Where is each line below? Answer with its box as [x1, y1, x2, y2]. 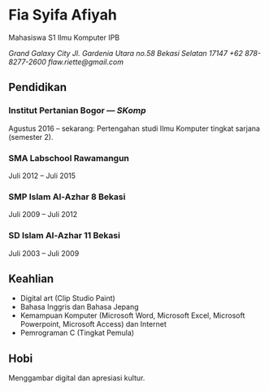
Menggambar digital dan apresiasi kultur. [8, 373, 145, 383]
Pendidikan [8, 80, 67, 94]
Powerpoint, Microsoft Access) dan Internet [20, 319, 167, 329]
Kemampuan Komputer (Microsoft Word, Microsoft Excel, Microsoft [20, 311, 245, 320]
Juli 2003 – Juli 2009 [8, 248, 80, 258]
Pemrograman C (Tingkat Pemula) [20, 328, 135, 338]
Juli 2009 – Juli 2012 [8, 210, 78, 219]
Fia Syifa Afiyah [8, 6, 118, 24]
